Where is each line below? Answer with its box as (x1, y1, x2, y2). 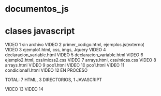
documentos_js (5, 3, 69, 15)
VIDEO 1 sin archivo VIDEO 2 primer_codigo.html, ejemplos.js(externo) (5, 42, 145, 48)
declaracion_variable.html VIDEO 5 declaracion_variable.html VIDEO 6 (5, 52, 144, 58)
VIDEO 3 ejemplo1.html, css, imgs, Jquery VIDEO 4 (5, 47, 106, 53)
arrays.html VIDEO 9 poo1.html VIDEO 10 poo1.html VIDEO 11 (5, 62, 125, 68)
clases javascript (5, 26, 75, 37)
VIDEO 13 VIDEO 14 (5, 86, 44, 92)
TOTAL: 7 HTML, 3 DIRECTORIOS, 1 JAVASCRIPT (5, 77, 102, 83)
